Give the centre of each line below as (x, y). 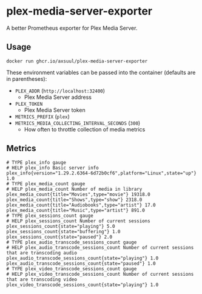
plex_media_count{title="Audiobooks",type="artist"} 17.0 (81, 205)
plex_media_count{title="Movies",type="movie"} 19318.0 (78, 194)
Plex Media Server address (58, 97)
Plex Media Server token (55, 110)
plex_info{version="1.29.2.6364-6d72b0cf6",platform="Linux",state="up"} (102, 173)
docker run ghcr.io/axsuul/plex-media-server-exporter (77, 61)
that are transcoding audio (42, 253)
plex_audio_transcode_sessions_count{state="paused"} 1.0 (81, 263)
